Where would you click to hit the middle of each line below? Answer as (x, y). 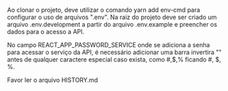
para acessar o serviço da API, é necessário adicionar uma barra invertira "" (114, 52)
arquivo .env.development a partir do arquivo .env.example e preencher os (112, 24)
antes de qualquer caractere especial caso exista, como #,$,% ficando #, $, (114, 60)
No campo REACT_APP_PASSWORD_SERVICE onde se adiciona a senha (109, 45)
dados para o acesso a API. (46, 31)
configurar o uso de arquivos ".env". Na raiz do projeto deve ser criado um (112, 17)
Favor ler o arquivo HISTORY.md (52, 80)
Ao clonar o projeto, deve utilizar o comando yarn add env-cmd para (104, 10)
